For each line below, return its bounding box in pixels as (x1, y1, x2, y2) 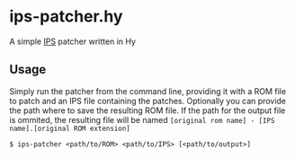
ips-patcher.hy (9, 6, 123, 27)
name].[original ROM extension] (9, 124, 130, 133)
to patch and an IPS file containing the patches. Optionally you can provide (9, 95, 286, 106)
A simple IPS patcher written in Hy (9, 36, 137, 47)
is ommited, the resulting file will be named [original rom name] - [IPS (9, 114, 275, 125)
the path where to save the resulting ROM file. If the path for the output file (9, 105, 286, 116)
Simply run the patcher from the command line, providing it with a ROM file (9, 85, 286, 96)
